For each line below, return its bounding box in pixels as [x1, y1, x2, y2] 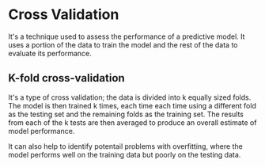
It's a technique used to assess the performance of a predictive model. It [8, 32, 245, 41]
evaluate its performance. [8, 48, 93, 58]
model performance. [8, 126, 75, 135]
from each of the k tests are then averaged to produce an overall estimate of [8, 117, 257, 127]
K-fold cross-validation [8, 71, 125, 85]
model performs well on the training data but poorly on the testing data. [8, 150, 241, 159]
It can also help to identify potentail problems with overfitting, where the [8, 141, 243, 151]
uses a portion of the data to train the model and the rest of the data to [8, 40, 239, 49]
